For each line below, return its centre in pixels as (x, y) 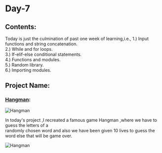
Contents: (21, 27)
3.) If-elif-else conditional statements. (43, 54)
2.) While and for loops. (29, 49)
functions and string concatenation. (41, 44)
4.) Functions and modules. (33, 59)
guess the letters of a (27, 125)
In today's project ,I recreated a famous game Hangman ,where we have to (81, 120)
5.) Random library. (24, 65)
